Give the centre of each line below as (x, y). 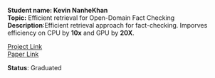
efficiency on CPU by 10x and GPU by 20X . (71, 33)
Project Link (25, 46)
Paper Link (23, 54)
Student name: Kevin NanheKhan (58, 10)
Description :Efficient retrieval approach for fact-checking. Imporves (107, 25)
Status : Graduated (35, 68)
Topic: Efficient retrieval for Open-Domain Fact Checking (91, 18)
